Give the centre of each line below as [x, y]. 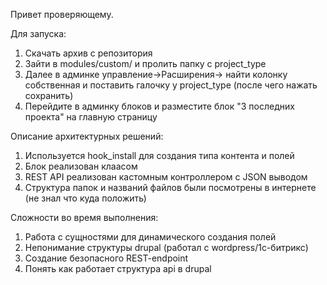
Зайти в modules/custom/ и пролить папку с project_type [145, 63]
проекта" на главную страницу [91, 117]
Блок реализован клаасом [81, 166]
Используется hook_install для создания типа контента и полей [159, 155]
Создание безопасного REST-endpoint [106, 258]
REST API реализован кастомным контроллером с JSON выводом [166, 177]
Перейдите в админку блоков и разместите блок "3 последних [159, 106]
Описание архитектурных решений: [87, 136]
